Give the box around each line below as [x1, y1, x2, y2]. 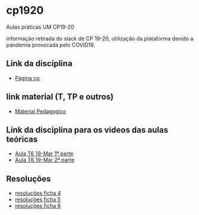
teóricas [6, 134, 38, 144]
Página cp [14, 74, 40, 81]
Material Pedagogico [14, 107, 66, 115]
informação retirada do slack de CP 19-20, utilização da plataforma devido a [6, 35, 194, 42]
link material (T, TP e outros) [6, 92, 114, 102]
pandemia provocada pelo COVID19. [6, 41, 96, 48]
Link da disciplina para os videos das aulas [6, 125, 169, 135]
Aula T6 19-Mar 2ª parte [14, 156, 75, 164]
